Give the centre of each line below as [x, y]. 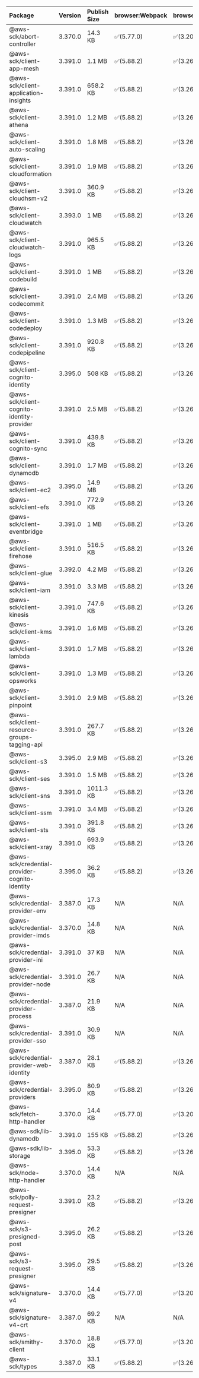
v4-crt [19, 1325]
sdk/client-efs [29, 507]
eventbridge [26, 532]
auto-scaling [27, 149]
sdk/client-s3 [28, 761]
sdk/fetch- [24, 1114]
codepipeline [27, 353]
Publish [98, 12]
